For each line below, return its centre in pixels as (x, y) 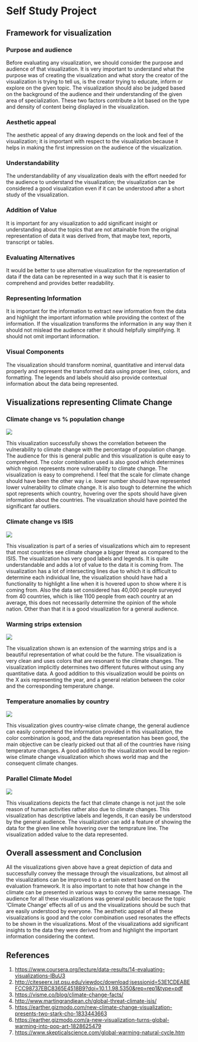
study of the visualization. (38, 195)
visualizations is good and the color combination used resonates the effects (98, 917)
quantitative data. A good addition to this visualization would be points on (95, 673)
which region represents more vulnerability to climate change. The (87, 468)
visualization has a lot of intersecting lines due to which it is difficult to (92, 571)
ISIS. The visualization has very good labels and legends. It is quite (87, 558)
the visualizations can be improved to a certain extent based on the (88, 880)
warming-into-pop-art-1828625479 (58, 1026)
